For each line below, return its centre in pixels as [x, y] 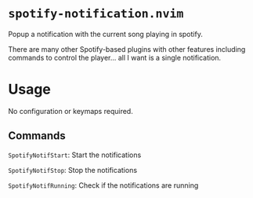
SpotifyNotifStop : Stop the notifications [73, 170]
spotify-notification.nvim [96, 14]
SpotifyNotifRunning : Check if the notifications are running [103, 185]
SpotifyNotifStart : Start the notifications [75, 155]
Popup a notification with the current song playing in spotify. [106, 34]
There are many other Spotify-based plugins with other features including [127, 49]
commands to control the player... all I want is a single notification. [115, 57]
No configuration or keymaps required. [70, 111]
